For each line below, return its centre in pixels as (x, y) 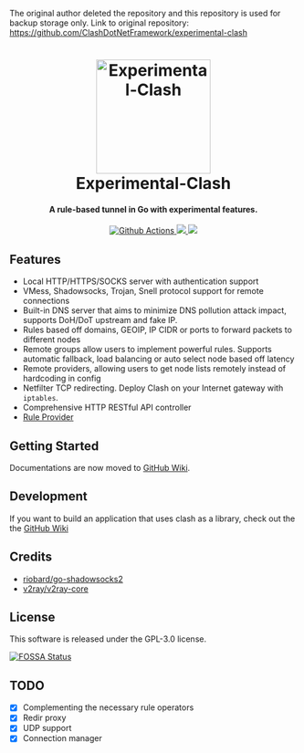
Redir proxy (44, 718)
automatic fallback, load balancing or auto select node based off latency (158, 359)
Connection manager (62, 738)
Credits (31, 557)
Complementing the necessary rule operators (108, 707)
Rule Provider (48, 417)
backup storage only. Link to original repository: (100, 23)
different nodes (52, 340)
